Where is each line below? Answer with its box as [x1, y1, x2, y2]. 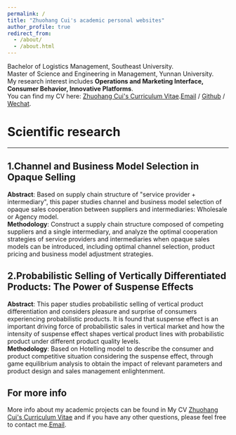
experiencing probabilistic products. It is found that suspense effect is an [7, 314, 219, 323]
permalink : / [7, 10, 46, 18]
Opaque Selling [7, 171, 76, 183]
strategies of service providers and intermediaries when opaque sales [7, 234, 210, 243]
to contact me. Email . [7, 420, 67, 429]
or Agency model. [7, 212, 59, 221]
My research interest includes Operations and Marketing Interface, [7, 77, 204, 85]
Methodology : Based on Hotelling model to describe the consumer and [7, 344, 214, 353]
